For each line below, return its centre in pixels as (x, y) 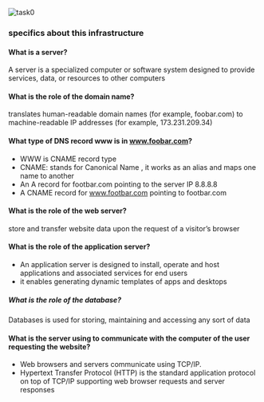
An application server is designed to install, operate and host (119, 264)
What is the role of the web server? (68, 211)
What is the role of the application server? (79, 246)
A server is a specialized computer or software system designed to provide (132, 70)
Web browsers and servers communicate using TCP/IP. (110, 365)
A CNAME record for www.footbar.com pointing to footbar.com (123, 192)
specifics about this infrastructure (76, 33)
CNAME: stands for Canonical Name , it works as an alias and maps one (138, 167)
